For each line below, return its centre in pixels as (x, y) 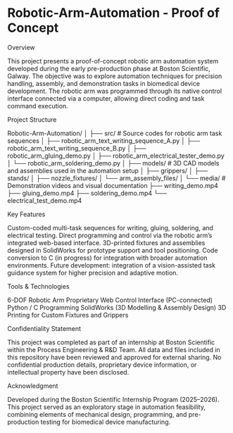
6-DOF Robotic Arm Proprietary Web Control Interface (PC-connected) (110, 300)
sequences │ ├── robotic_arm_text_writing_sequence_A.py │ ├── (104, 140)
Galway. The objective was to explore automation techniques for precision (115, 76)
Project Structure (32, 119)
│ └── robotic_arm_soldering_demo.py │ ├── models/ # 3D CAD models (113, 163)
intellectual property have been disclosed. (68, 372)
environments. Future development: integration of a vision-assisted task (112, 265)
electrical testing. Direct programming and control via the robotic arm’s (110, 235)
